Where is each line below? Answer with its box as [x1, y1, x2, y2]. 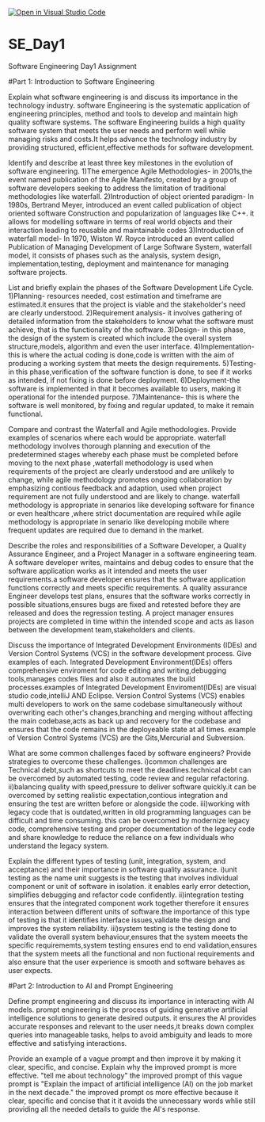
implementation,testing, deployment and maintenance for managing [8, 258, 229, 269]
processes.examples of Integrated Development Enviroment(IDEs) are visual [8, 682, 257, 692]
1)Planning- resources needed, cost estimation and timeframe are [8, 291, 222, 300]
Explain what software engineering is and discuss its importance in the [8, 92, 239, 101]
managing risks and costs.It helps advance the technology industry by [8, 134, 237, 143]
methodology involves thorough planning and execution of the [8, 441, 211, 451]
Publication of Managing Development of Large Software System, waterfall [8, 242, 252, 251]
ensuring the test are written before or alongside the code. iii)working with [8, 799, 251, 808]
